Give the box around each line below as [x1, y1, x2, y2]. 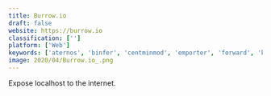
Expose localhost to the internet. [8, 78, 116, 88]
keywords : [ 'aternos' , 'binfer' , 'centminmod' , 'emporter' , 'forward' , [8, 49, 254, 57]
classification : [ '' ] [8, 34, 81, 42]
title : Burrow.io [8, 11, 67, 20]
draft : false [8, 19, 52, 27]
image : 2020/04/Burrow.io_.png [8, 57, 114, 65]
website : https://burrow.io [8, 26, 103, 34]
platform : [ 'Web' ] [8, 42, 70, 50]
